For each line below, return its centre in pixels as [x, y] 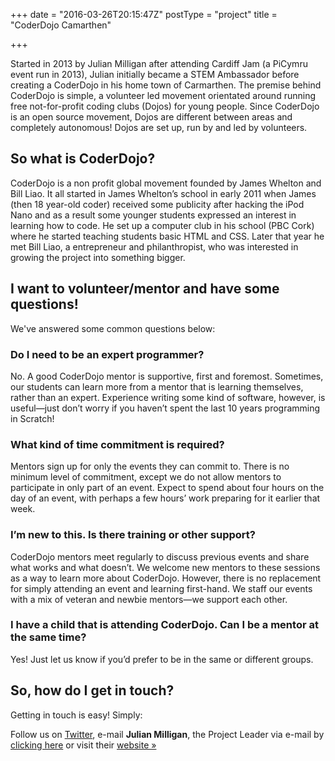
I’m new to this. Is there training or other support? [133, 535]
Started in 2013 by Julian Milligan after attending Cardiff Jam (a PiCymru [159, 63]
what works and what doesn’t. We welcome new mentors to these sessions [165, 567]
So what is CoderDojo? [83, 159]
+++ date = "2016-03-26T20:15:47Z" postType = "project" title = [144, 14]
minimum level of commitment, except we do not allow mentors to [146, 477]
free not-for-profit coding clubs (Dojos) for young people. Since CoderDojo [165, 106]
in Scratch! [32, 418]
